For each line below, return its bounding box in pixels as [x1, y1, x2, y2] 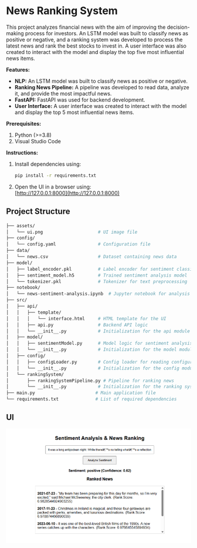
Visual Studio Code [14, 137, 62, 144]
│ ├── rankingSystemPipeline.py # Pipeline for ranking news [6, 378, 175, 384]
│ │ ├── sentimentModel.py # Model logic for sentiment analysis [6, 341, 193, 347]
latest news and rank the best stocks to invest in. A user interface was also [6, 42, 186, 49]
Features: [6, 66, 30, 73]
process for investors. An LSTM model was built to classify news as [25, 29, 189, 36]
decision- [167, 23, 190, 31]
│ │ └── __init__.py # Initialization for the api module [6, 328, 191, 334]
